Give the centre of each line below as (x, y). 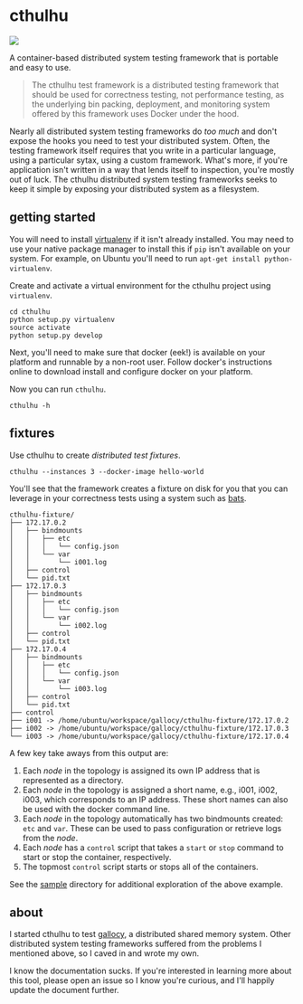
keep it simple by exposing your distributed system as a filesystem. (134, 189)
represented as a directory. (73, 780)
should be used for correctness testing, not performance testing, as (158, 94)
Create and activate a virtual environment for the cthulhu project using (140, 285)
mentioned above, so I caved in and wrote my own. (104, 953)
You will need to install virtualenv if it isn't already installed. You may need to (151, 239)
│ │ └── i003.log (58, 688)
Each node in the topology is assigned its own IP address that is (141, 771)
